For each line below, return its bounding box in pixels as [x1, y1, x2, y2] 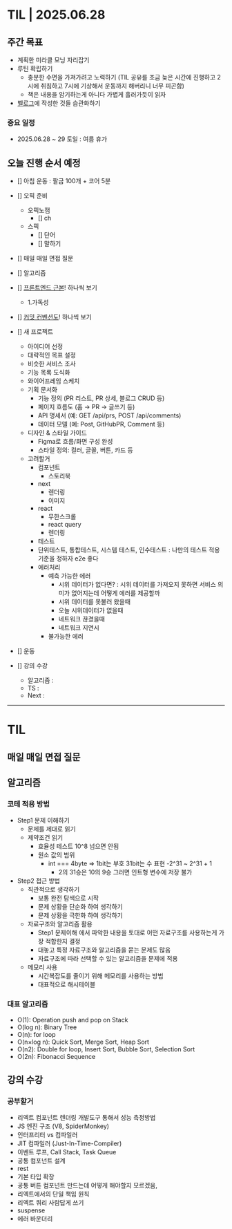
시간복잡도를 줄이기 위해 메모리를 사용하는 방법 [37, 972, 164, 980]
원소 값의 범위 [37, 851, 75, 859]
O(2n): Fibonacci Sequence [17, 1052, 96, 1060]
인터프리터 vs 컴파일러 [17, 1131, 78, 1139]
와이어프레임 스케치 [27, 377, 80, 385]
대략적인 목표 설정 [27, 351, 76, 359]
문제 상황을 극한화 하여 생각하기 [37, 911, 123, 919]
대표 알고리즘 [7, 1000, 48, 1009]
